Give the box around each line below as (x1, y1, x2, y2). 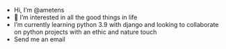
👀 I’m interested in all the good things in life (13, 13, 138, 21)
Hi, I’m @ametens (13, 6, 65, 14)
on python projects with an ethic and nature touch (13, 28, 157, 36)
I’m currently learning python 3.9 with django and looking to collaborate (13, 21, 219, 28)
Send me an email (13, 35, 66, 43)
